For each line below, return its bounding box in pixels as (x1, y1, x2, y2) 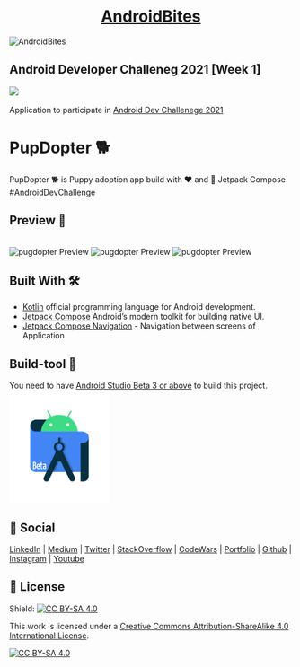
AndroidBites (101, 6, 201, 27)
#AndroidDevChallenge (9, 187, 96, 197)
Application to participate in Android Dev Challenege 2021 (9, 104, 224, 115)
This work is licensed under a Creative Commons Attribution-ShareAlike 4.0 (9, 620, 289, 631)
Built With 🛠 (9, 273, 81, 288)
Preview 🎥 (9, 213, 66, 228)
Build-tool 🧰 (9, 356, 77, 372)
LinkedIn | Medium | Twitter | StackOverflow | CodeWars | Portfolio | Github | (9, 543, 292, 554)
